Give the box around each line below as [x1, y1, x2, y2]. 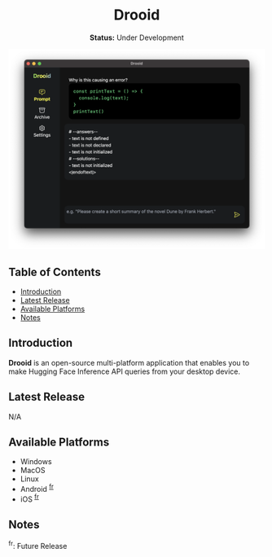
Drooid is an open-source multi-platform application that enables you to [8, 357, 250, 367]
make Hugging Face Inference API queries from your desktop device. [8, 366, 241, 376]
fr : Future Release [8, 539, 68, 550]
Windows [20, 457, 52, 467]
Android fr [20, 483, 55, 494]
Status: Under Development [89, 33, 185, 42]
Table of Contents [8, 265, 102, 278]
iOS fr [20, 493, 39, 504]
